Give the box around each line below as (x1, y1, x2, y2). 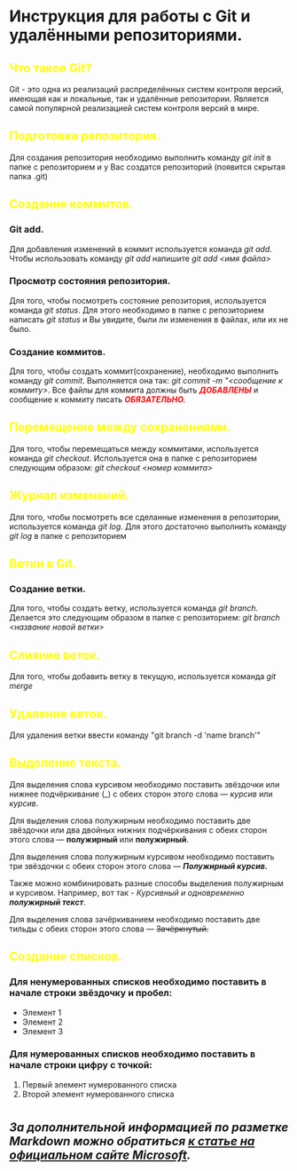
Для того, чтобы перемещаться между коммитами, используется (9, 443, 259, 454)
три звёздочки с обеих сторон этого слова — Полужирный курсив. (9, 860, 269, 871)
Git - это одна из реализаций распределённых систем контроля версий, (9, 84, 284, 94)
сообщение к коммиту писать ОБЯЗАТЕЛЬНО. (9, 394, 186, 405)
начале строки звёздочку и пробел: (9, 987, 173, 1000)
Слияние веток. (9, 647, 100, 662)
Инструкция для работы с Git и (9, 6, 251, 27)
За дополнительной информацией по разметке (9, 1120, 289, 1135)
